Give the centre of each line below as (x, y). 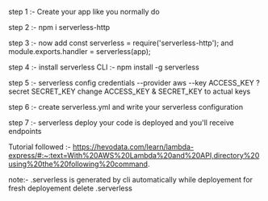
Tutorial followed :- (40, 147)
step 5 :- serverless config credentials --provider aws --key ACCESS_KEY (131, 83)
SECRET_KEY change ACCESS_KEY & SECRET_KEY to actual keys (141, 91)
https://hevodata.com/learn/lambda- (133, 147)
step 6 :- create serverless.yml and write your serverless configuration (126, 107)
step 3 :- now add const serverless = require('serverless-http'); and (121, 43)
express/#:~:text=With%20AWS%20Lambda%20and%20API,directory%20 (134, 155)
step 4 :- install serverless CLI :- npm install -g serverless (104, 67)
